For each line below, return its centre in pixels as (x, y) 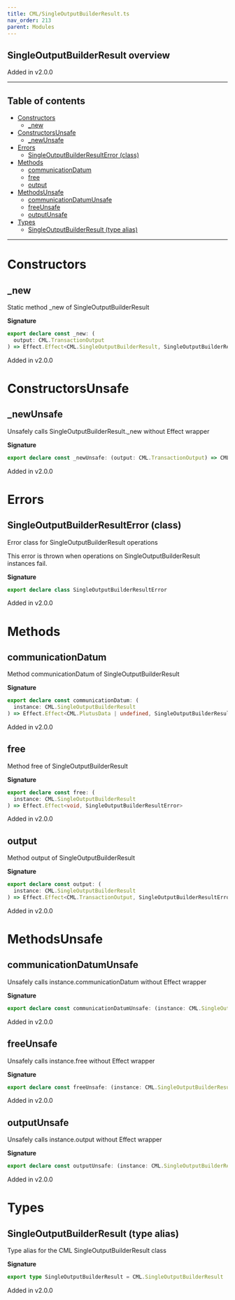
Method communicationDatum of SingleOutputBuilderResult (93, 674)
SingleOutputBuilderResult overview (88, 55)
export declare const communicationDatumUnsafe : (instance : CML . (104, 1008)
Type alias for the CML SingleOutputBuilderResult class (87, 1251)
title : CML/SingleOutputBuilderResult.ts (69, 14)
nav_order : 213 (29, 20)
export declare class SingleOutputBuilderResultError (87, 590)
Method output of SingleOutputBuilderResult (71, 858)
